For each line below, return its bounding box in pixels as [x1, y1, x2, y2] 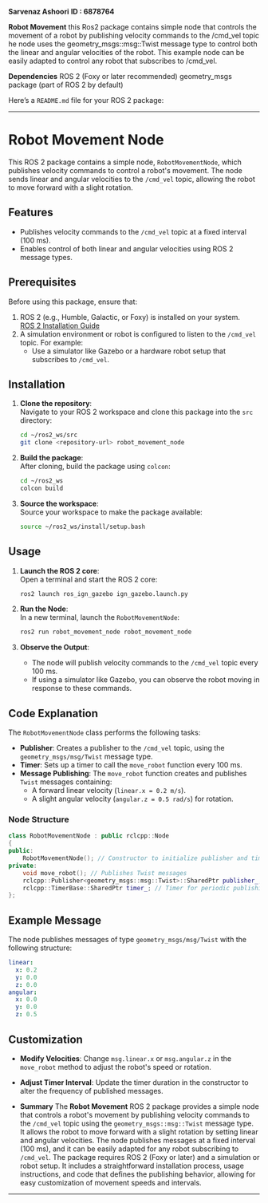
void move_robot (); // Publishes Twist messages [22, 869, 187, 877]
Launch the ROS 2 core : [19, 566, 100, 575]
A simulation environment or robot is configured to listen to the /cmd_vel [19, 329, 257, 338]
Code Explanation [8, 706, 98, 720]
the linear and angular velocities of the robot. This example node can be [8, 48, 245, 57]
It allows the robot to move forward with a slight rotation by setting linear [19, 1126, 258, 1136]
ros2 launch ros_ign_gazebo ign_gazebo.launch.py [19, 590, 189, 598]
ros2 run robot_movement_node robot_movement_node [19, 628, 192, 637]
